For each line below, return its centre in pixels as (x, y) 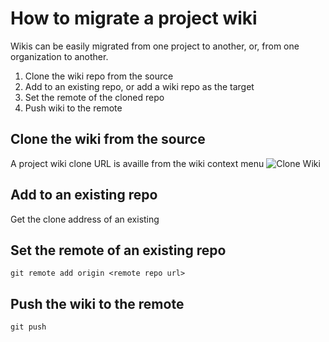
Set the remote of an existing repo (118, 250)
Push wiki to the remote (73, 108)
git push (28, 327)
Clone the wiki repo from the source (99, 76)
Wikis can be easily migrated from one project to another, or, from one (155, 46)
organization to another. (59, 56)
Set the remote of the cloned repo (94, 97)
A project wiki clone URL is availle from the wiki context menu (137, 163)
